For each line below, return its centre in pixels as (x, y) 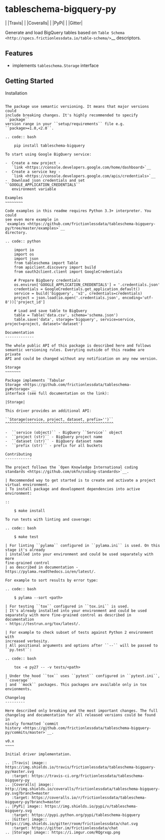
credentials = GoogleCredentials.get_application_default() (77, 289)
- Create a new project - (33, 163)
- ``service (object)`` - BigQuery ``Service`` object (64, 432)
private (13, 354)
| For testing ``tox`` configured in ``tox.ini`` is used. (67, 606)
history (13, 728)
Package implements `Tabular (35, 380)
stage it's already (25, 550)
